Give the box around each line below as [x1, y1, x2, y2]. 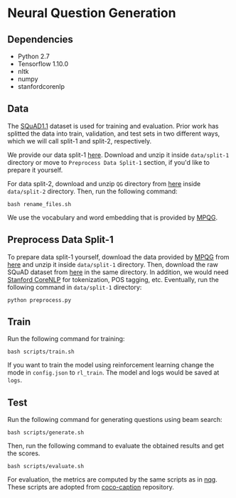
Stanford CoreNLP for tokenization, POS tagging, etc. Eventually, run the [7, 275, 219, 283]
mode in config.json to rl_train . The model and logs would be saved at [7, 368, 220, 377]
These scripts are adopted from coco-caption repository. [7, 483, 174, 492]
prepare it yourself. [7, 166, 63, 174]
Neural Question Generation [7, 5, 176, 21]
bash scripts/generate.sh [7, 429, 84, 436]
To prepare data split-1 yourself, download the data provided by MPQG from [7, 252, 230, 261]
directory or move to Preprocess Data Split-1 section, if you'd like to [7, 158, 210, 166]
